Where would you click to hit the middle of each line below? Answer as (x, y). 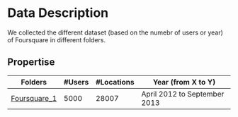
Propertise (31, 62)
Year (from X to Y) (184, 82)
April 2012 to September (183, 94)
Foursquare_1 (34, 98)
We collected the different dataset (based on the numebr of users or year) (115, 32)
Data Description (58, 13)
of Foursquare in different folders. (57, 39)
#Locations (115, 82)
